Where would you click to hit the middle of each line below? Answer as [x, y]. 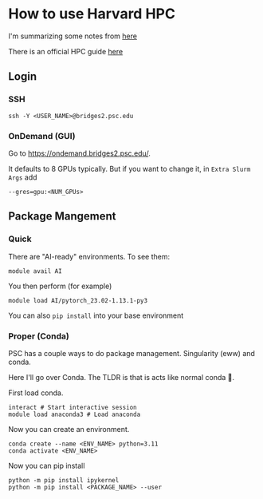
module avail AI [35, 271]
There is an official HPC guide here [66, 51]
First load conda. [36, 393]
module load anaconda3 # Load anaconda [75, 414]
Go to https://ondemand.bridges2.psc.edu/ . [80, 153]
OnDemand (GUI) [42, 136]
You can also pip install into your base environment [96, 315]
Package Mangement [63, 216]
